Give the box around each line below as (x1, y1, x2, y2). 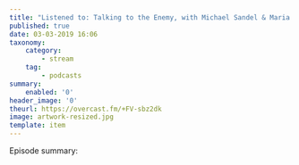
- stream (41, 54, 74, 63)
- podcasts (41, 71, 82, 80)
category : (25, 46, 63, 55)
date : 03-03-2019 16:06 (9, 29, 98, 38)
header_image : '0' (9, 95, 78, 105)
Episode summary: (9, 145, 79, 156)
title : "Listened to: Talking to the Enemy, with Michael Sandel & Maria (9, 12, 291, 22)
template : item (9, 121, 66, 130)
